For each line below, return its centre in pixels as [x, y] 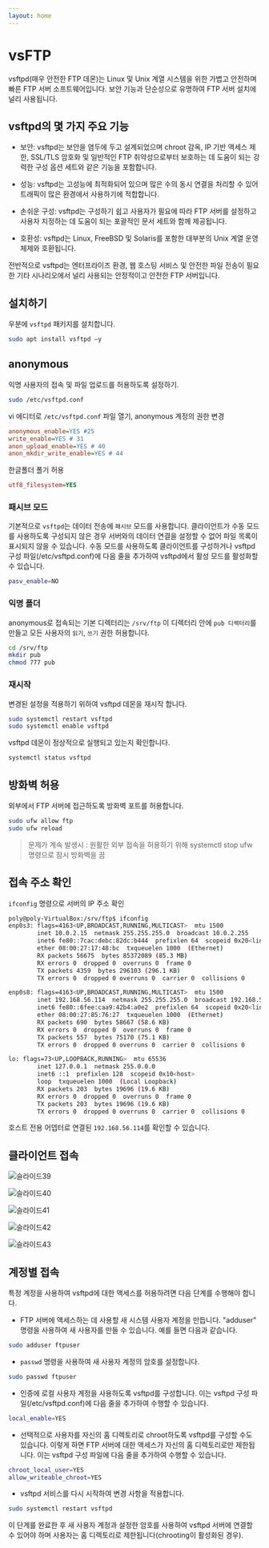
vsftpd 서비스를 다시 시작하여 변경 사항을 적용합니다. [102, 1493]
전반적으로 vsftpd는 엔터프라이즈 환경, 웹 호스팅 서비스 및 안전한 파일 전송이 [126, 265]
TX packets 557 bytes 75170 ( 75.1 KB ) [104, 1037]
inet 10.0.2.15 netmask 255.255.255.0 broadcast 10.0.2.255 [143, 934]
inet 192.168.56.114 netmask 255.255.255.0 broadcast [132, 1000]
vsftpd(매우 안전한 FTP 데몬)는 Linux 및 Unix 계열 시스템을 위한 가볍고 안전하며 [132, 79]
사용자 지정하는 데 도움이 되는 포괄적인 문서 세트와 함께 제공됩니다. [123, 221]
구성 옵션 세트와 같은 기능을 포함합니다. [96, 167]
